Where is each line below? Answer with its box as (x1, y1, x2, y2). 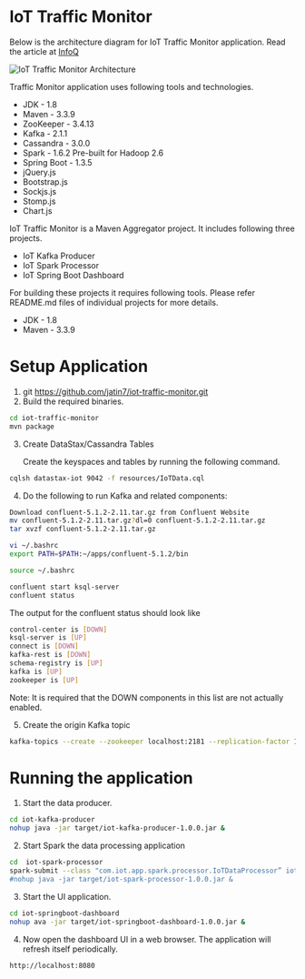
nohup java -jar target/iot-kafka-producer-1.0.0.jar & (9, 823, 225, 833)
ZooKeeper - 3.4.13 (22, 118, 94, 129)
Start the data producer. (22, 798, 113, 809)
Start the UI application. (22, 891, 112, 902)
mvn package (9, 421, 54, 431)
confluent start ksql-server (9, 582, 120, 591)
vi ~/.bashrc (9, 541, 59, 550)
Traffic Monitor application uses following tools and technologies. (9, 81, 254, 92)
